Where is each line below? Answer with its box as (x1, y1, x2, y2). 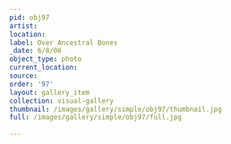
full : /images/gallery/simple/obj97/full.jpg (9, 113, 182, 122)
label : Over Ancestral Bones (9, 38, 118, 47)
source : (9, 72, 38, 80)
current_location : (9, 64, 78, 72)
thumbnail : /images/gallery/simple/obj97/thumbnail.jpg (9, 105, 222, 114)
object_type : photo (9, 55, 82, 64)
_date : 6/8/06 (9, 47, 63, 55)
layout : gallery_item (9, 88, 90, 97)
